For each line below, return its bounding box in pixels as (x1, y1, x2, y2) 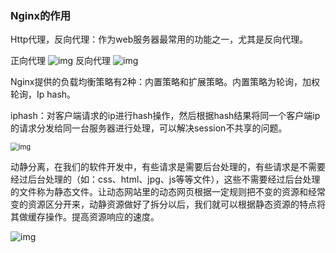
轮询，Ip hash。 (10, 88, 77, 101)
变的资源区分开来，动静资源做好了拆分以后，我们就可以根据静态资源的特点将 (10, 198, 326, 211)
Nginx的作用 (10, 8, 71, 22)
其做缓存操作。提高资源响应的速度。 (10, 211, 160, 223)
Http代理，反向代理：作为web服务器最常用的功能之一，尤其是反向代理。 (10, 33, 309, 46)
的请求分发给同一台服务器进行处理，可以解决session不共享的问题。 (10, 122, 288, 134)
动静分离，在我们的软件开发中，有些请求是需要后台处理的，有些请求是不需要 (10, 161, 326, 173)
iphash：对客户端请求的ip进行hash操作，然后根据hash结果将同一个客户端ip (10, 110, 321, 122)
